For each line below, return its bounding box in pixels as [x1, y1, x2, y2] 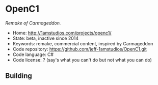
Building [5, 72, 32, 80]
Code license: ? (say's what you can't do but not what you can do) [12, 56, 152, 63]
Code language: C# [12, 51, 54, 58]
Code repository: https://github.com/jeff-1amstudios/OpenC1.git [12, 46, 147, 52]
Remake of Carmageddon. [5, 20, 61, 26]
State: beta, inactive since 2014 [12, 35, 79, 41]
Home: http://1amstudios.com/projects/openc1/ [12, 30, 112, 36]
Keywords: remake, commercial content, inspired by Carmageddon [12, 40, 153, 46]
